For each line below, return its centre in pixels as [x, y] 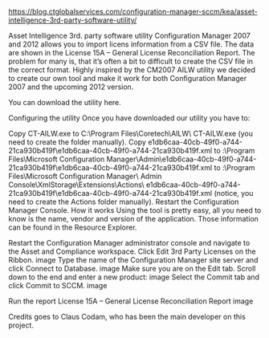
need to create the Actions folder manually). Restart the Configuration [124, 202]
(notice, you [234, 193]
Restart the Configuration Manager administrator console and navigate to [129, 243]
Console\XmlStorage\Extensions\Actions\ [76, 185]
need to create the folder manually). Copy [77, 142]
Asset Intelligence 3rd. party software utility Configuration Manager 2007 [129, 36]
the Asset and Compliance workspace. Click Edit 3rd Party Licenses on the [132, 251]
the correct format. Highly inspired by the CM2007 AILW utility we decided [132, 70]
